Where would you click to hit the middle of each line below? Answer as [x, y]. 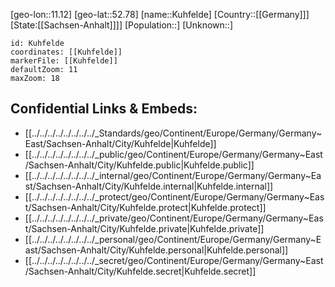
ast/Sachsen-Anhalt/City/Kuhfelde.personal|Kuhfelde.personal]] [156, 250]
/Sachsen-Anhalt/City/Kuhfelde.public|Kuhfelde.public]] [139, 165]
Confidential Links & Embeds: [104, 109]
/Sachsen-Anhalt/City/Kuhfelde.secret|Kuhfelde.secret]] [140, 271]
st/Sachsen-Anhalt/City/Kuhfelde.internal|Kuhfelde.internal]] [149, 186]
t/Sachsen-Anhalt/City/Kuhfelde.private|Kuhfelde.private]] [144, 228]
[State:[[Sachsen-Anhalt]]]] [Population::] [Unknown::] [121, 25]
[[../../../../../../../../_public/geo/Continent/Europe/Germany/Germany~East [173, 154]
